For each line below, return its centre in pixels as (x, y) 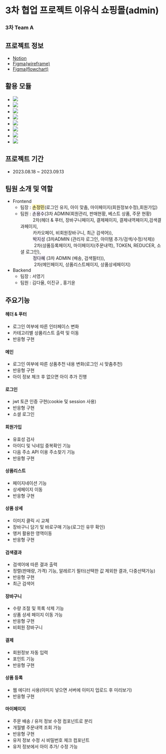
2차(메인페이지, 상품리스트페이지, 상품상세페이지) (82, 264)
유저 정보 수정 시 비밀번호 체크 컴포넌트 (51, 740)
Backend (22, 270)
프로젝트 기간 (25, 159)
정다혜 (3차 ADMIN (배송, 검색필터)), (69, 258)
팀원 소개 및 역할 (29, 189)
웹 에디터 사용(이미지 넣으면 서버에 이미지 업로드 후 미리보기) (72, 690)
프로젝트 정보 (25, 46)
